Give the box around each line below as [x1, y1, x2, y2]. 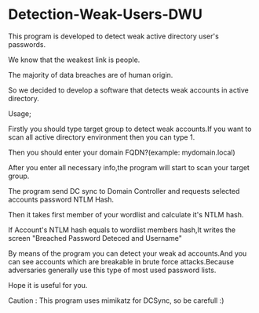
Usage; [8, 108, 31, 118]
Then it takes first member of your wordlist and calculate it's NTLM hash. [8, 209, 244, 219]
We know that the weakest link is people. [8, 55, 140, 64]
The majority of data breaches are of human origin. [8, 70, 173, 79]
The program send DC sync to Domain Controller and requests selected [8, 186, 240, 195]
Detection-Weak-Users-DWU [8, 5, 202, 24]
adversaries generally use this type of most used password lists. [8, 265, 217, 275]
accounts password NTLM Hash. [8, 195, 115, 204]
